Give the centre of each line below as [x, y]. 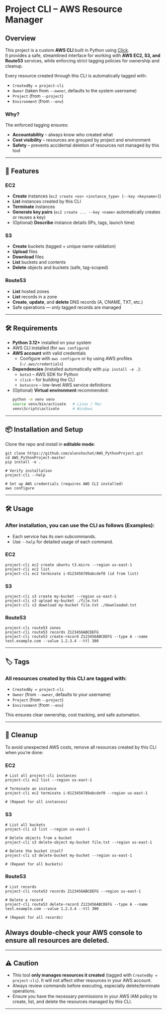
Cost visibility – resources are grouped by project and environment [81, 140]
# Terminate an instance [31, 789]
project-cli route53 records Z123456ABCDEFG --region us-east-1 [73, 891]
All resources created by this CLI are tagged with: [66, 678]
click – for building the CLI [47, 380]
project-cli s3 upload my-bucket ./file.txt [52, 601]
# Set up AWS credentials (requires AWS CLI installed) [64, 484]
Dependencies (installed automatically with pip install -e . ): [77, 369]
